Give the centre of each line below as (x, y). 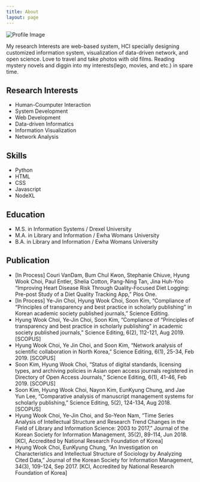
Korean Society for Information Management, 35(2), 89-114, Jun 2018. (101, 434)
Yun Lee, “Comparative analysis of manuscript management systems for (104, 396)
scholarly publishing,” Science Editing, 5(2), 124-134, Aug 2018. (93, 402)
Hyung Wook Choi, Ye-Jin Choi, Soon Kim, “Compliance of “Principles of (104, 319)
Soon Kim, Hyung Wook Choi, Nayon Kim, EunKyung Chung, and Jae (100, 390)
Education (26, 215)
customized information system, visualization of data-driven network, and (97, 52)
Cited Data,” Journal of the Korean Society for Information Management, (104, 460)
